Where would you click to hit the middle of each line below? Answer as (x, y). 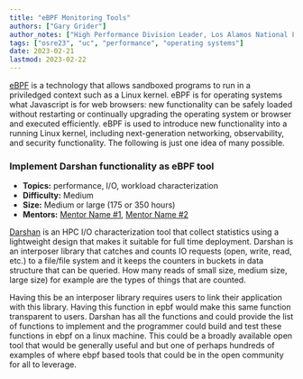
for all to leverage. (43, 365)
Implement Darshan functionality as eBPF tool (112, 166)
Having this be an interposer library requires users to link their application (146, 298)
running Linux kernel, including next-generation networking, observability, (147, 133)
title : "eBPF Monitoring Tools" (70, 18)
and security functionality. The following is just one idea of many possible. (147, 143)
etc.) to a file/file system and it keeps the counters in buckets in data (137, 261)
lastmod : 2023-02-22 (48, 60)
